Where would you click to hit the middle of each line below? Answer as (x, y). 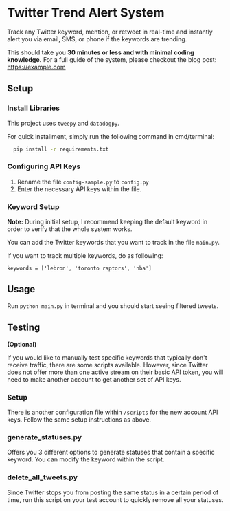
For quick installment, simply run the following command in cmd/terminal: (111, 136)
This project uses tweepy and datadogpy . (64, 123)
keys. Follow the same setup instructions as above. (79, 420)
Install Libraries (34, 108)
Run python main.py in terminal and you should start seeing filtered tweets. (113, 306)
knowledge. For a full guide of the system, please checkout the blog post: (112, 59)
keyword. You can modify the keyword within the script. (86, 459)
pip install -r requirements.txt (61, 149)
